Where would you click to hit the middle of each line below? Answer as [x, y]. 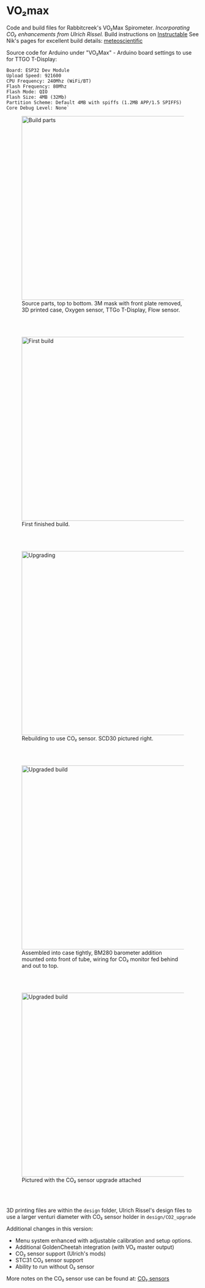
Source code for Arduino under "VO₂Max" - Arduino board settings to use [99, 52]
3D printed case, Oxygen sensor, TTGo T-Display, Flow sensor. [101, 310]
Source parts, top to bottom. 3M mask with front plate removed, [102, 303]
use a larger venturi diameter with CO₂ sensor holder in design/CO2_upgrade [101, 1217]
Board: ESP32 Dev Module [38, 70]
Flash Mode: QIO [27, 92]
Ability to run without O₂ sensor [55, 1267]
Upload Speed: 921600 [34, 75]
